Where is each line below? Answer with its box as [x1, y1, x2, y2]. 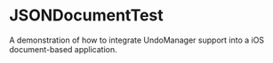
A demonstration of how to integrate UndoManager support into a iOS [9, 35, 265, 45]
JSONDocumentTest [9, 5, 165, 26]
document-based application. [9, 43, 117, 54]
